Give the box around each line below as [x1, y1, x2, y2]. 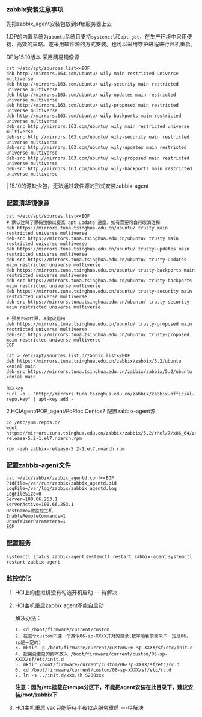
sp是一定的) [14, 640, 41, 646]
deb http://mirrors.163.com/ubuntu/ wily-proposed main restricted [6, 103, 179, 109]
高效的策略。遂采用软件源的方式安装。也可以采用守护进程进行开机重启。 [16, 40, 196, 48]
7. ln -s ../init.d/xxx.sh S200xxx [14, 672, 105, 678]
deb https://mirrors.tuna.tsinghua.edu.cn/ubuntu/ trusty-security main [6, 288, 192, 294]
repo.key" [6, 396, 31, 402]
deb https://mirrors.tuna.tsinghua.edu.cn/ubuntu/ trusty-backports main [6, 267, 195, 273]
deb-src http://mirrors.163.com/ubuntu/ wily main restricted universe [6, 124, 189, 130]
